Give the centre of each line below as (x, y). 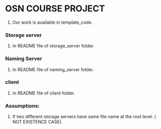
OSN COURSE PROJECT (55, 9)
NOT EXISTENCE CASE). (37, 122)
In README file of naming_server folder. (53, 69)
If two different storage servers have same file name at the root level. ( (84, 117)
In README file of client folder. (44, 93)
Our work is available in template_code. (52, 22)
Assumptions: (23, 106)
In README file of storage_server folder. (53, 46)
